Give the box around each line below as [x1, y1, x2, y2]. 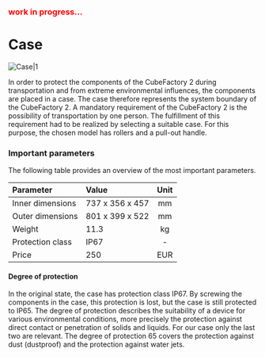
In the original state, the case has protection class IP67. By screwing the [8, 289, 243, 299]
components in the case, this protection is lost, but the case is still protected [8, 297, 257, 307]
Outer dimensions [12, 211, 78, 222]
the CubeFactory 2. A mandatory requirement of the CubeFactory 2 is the [8, 102, 248, 112]
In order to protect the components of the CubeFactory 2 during [8, 77, 217, 86]
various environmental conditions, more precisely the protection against [8, 314, 243, 324]
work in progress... [8, 6, 83, 17]
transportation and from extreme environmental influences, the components [8, 86, 256, 95]
